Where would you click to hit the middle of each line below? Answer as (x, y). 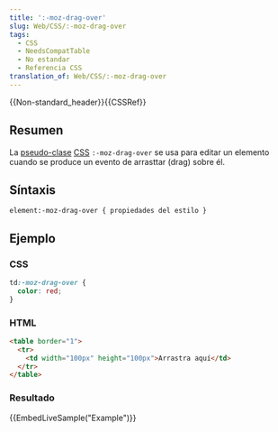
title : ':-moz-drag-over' (58, 18)
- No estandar (44, 60)
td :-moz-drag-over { (48, 283)
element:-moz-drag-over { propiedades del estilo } (108, 211)
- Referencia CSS (50, 69)
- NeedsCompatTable (54, 51)
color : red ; (40, 291)
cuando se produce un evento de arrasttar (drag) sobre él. (117, 161)
